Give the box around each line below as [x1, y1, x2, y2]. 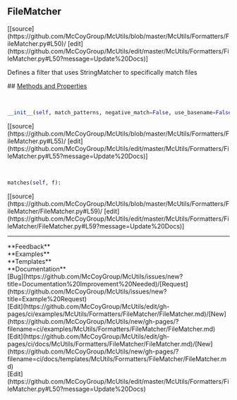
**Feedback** [7, 242, 51, 250]
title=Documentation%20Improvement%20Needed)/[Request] [7, 279, 188, 288]
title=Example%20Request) [7, 294, 87, 303]
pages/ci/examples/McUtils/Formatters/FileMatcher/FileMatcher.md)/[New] [7, 310, 227, 318]
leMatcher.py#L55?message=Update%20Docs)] [7, 152, 148, 160]
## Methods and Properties [7, 81, 87, 90]
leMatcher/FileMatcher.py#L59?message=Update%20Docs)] [7, 222, 185, 230]
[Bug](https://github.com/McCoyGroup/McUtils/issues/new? [7, 272, 183, 281]
